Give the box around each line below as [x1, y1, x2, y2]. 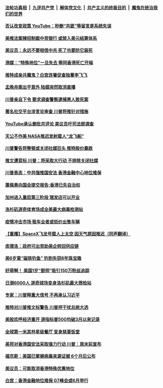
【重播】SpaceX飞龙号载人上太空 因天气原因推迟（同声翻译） [5, 231, 131, 237]
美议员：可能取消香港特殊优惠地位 [5, 365, 75, 371]
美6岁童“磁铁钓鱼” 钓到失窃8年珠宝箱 [5, 255, 81, 261]
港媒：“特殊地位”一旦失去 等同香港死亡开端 [5, 59, 93, 65]
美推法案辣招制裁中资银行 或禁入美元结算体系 [5, 35, 97, 41]
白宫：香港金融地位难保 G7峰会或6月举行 [5, 378, 89, 384]
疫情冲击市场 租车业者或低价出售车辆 [5, 218, 80, 224]
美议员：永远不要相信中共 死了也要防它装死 [5, 47, 93, 53]
